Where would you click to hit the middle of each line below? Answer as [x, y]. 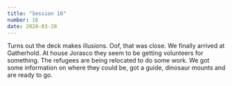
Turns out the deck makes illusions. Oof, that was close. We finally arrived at [116, 46]
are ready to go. [30, 75]
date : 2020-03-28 [32, 26]
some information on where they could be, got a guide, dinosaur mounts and [116, 68]
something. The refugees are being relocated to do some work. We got [108, 61]
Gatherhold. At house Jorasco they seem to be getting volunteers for [105, 53]
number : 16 [23, 20]
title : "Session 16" [37, 13]
